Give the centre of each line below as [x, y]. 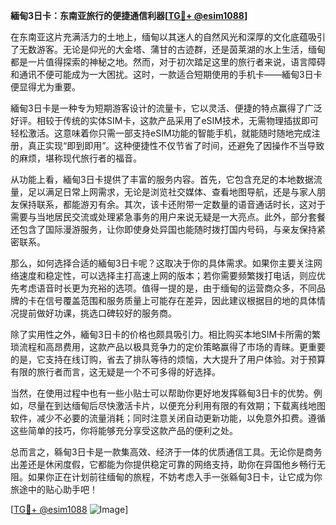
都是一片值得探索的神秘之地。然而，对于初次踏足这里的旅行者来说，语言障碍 [168, 62]
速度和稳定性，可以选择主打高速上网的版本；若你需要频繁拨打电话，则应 [167, 275]
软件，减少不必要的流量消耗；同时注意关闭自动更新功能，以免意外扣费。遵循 [168, 418]
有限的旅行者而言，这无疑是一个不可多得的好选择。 [115, 372]
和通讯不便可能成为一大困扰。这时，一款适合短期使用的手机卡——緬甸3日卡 [166, 74]
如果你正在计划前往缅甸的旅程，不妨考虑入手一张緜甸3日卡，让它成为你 [175, 477]
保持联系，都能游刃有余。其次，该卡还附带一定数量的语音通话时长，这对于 [172, 204]
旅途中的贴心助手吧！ [54, 489]
